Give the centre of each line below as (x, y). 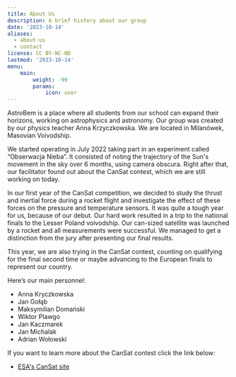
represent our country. (40, 267)
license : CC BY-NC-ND (39, 54)
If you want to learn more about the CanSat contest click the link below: (111, 353)
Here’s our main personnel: (47, 281)
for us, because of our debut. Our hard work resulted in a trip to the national (118, 216)
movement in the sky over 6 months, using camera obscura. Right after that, (118, 164)
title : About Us (31, 14)
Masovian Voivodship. (40, 136)
